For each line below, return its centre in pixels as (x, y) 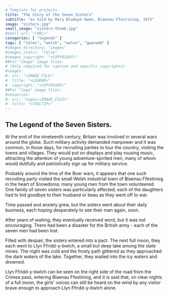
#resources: (18, 95)
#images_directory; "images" (36, 48)
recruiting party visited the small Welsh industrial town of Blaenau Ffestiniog (84, 179)
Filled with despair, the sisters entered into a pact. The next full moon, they (83, 240)
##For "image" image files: (35, 62)
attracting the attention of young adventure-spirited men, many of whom (81, 158)
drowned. (15, 262)
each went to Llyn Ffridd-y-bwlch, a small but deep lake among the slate (80, 245)
